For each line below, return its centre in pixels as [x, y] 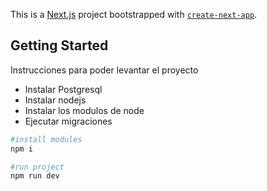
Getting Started [59, 45]
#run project [37, 167]
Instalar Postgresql [63, 89]
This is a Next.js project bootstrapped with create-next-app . [134, 14]
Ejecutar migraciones [68, 121]
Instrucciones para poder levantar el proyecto [104, 70]
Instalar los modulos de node [84, 110]
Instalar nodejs [55, 100]
